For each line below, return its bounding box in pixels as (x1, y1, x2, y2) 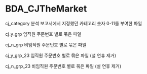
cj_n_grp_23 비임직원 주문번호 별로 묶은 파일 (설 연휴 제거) (5, 63, 122, 69)
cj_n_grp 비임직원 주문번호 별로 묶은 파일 (5, 41, 87, 48)
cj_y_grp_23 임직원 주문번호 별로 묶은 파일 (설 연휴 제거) (5, 52, 117, 58)
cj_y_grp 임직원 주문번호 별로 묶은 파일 (5, 31, 82, 37)
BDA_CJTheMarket (5, 3, 87, 15)
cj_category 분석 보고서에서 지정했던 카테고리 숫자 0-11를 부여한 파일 (5, 20, 142, 26)
